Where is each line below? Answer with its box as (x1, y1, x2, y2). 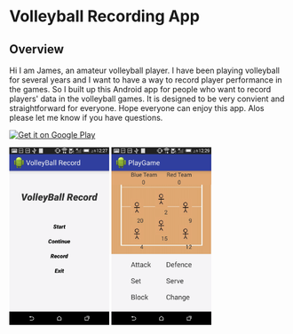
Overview (9, 42, 65, 57)
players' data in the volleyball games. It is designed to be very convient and (9, 93, 285, 104)
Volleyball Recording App (9, 6, 200, 27)
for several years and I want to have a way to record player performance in (9, 75, 282, 85)
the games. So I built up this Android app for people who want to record (9, 84, 272, 94)
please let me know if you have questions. (9, 113, 163, 123)
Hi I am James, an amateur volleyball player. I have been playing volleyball (9, 65, 280, 76)
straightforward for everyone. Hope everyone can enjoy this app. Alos (9, 103, 265, 113)
